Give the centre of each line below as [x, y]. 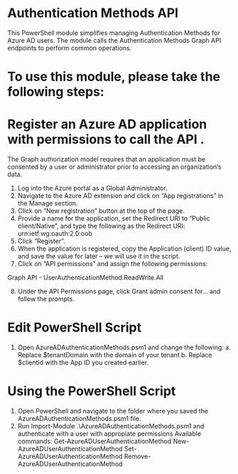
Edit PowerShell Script [75, 328]
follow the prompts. [46, 299]
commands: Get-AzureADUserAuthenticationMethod [94, 441]
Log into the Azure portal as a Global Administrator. [93, 188]
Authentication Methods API [93, 13]
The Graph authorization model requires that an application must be [107, 159]
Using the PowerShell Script [92, 391]
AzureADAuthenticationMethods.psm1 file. [79, 418]
